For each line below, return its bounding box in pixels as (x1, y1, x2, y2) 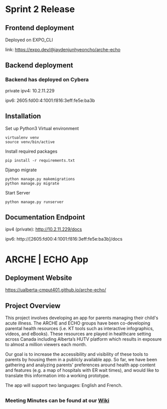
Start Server (5, 189, 31, 195)
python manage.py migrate (5, 181, 59, 186)
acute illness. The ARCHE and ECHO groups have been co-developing (5, 320, 150, 326)
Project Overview (5, 301, 61, 310)
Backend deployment (5, 61, 74, 70)
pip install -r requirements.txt (5, 158, 75, 163)
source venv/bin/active (5, 139, 55, 144)
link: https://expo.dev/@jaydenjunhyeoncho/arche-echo (5, 47, 121, 52)
